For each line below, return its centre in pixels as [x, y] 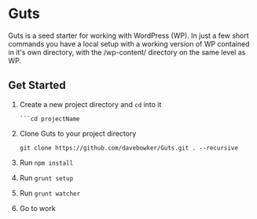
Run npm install [46, 162]
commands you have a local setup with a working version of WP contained [129, 43]
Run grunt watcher [50, 193]
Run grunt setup [46, 177]
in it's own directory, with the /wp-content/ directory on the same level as [127, 52]
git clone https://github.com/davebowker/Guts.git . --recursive [128, 148]
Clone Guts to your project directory [78, 133]
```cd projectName [50, 119]
